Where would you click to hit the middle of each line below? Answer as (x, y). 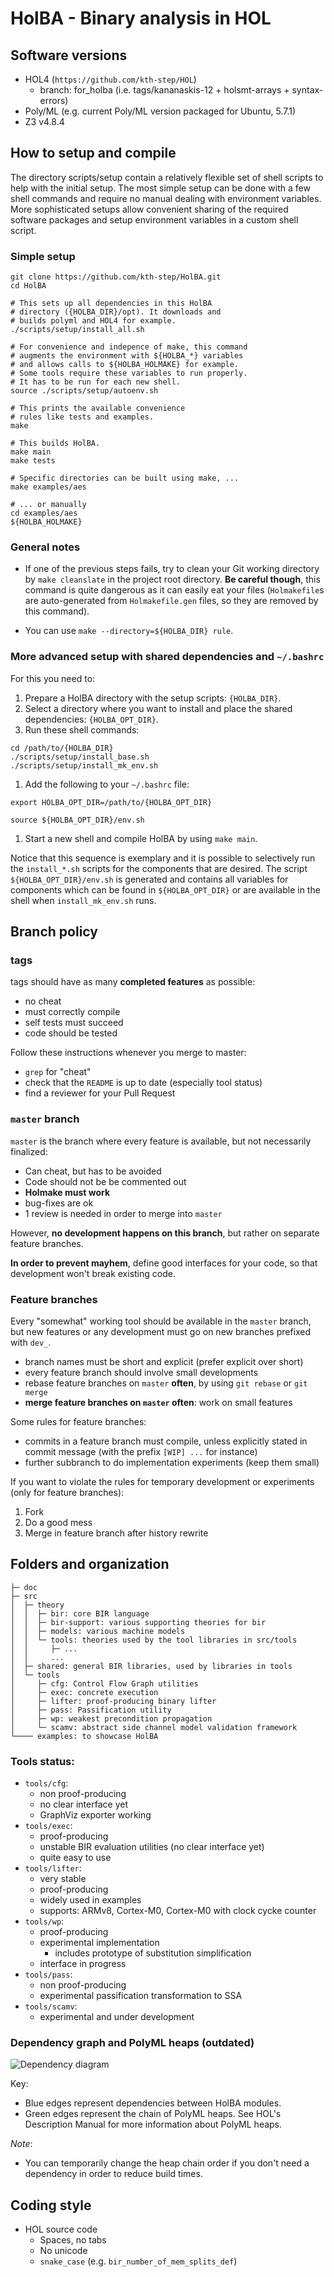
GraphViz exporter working (95, 1815)
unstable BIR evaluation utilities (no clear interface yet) (152, 1847)
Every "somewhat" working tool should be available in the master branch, (161, 1321)
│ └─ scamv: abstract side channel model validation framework (154, 1727)
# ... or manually (48, 505)
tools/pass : (48, 1974)
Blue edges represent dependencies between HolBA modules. (153, 2103)
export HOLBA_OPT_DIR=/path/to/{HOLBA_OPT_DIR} (111, 802)
